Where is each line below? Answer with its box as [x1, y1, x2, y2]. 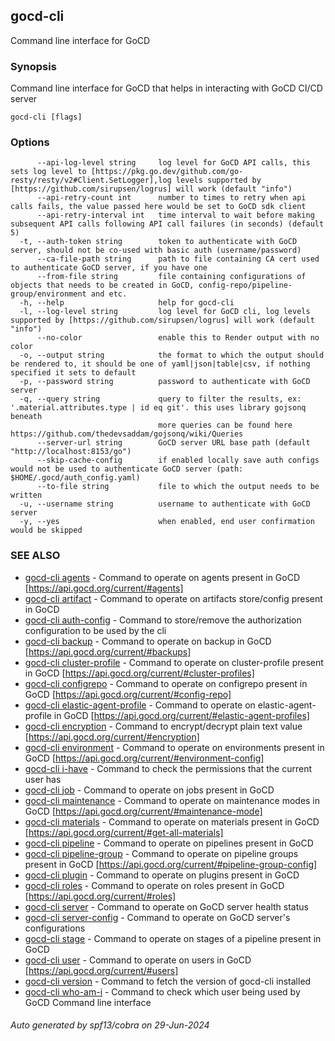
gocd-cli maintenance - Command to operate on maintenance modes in [24, 794, 321, 806]
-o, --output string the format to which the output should [19, 350, 325, 361]
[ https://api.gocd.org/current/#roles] [24, 890, 177, 902]
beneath [10, 412, 43, 422]
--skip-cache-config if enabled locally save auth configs [36, 455, 320, 466]
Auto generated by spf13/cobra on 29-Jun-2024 [10, 1019, 210, 1031]
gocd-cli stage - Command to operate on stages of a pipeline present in [24, 932, 322, 944]
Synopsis [10, 59, 57, 73]
